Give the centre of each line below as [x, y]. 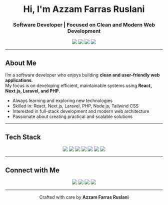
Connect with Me [32, 170]
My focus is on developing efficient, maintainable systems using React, [78, 85]
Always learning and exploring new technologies [62, 100]
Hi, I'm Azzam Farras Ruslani [84, 9]
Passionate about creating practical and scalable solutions [72, 116]
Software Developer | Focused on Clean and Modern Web [84, 25]
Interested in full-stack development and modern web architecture [81, 111]
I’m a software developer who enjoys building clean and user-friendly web [82, 75]
